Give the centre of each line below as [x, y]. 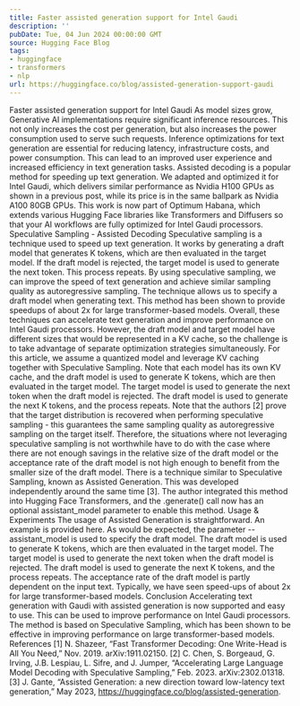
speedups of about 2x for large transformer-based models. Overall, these [145, 309]
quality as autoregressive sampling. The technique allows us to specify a [143, 291]
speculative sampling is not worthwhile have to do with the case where [140, 443]
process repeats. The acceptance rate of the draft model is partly [130, 577]
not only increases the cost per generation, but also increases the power [143, 129]
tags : [19, 51]
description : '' [39, 26]
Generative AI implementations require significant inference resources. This [149, 119]
